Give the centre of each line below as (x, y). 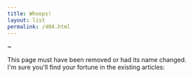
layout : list (26, 20)
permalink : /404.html (39, 26)
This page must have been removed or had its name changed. (97, 60)
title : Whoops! (29, 14)
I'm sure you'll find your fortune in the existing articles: (86, 68)
